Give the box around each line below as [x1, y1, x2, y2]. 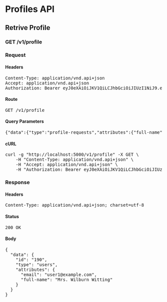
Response [5, 179, 30, 186]
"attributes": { [15, 267, 56, 273]
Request [5, 51, 26, 58]
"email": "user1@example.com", [20, 272, 97, 278]
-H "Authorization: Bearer [15, 167, 82, 173]
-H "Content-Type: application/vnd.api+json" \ [15, 157, 134, 163]
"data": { [10, 252, 34, 258]
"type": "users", [15, 262, 58, 268]
